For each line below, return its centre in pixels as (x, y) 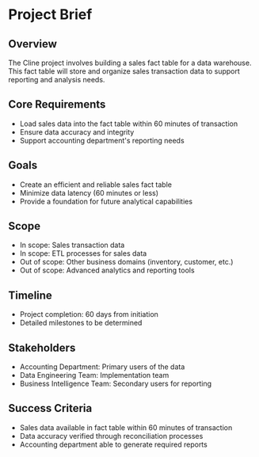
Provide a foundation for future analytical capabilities (106, 201)
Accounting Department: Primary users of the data (102, 367)
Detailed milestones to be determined (81, 323)
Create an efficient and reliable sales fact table (96, 185)
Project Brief (50, 15)
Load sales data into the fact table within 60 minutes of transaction (129, 124)
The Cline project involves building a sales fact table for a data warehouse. (130, 63)
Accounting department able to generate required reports (113, 444)
